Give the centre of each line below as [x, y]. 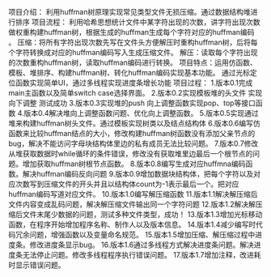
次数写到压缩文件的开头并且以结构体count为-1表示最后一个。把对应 [127, 184]
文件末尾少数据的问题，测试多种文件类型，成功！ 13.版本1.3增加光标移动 [142, 214]
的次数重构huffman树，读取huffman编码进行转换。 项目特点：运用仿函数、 [133, 62]
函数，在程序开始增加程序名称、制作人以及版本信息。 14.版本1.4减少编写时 [132, 224]
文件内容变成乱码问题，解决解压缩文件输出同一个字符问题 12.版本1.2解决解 [132, 204]
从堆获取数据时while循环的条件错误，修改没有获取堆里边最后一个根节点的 [131, 153]
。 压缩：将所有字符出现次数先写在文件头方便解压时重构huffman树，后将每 [133, 42]
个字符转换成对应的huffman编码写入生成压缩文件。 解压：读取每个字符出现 [133, 52]
